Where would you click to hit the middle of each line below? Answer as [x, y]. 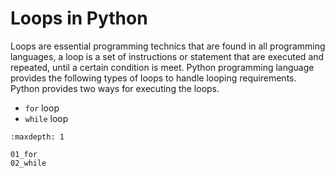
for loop [42, 108]
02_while [28, 163]
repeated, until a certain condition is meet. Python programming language [162, 67]
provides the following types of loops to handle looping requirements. [153, 78]
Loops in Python [79, 18]
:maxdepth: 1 [37, 137]
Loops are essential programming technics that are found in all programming [168, 46]
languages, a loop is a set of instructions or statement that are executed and [167, 56]
